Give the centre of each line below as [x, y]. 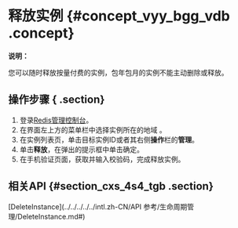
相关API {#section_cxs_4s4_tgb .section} [111, 186]
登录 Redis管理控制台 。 [56, 120]
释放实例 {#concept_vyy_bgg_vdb [119, 16]
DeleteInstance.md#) [51, 216]
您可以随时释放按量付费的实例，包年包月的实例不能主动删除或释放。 [118, 72]
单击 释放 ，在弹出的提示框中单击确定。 [81, 149]
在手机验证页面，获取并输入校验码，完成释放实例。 [102, 159]
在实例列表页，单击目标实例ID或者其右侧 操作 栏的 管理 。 [109, 139]
